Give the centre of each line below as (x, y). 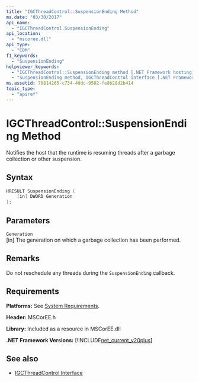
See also (22, 359)
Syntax (20, 177)
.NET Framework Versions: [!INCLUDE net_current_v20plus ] (79, 340)
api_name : (18, 23)
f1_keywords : (22, 56)
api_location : (24, 34)
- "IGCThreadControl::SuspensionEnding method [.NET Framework (91, 72)
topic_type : (21, 89)
